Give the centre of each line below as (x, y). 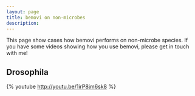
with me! (17, 53)
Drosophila (27, 72)
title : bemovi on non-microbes (46, 18)
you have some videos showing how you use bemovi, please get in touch (98, 46)
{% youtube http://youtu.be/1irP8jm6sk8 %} (61, 87)
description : (23, 23)
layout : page (23, 12)
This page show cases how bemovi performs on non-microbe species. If (97, 40)
